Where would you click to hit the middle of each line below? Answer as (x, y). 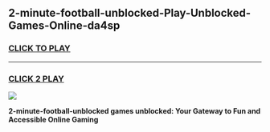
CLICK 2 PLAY (36, 78)
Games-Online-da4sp (64, 26)
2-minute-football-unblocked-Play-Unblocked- (130, 13)
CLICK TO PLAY (39, 49)
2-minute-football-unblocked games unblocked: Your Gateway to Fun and (135, 110)
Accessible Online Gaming (53, 119)
